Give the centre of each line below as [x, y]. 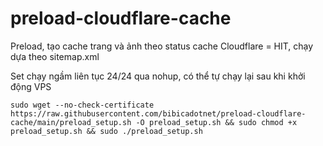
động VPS [31, 86]
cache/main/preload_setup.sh [71, 122]
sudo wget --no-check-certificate [82, 105]
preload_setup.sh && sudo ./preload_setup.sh [106, 131]
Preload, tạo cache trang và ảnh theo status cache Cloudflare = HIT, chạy [162, 46]
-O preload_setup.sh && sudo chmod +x [216, 122]
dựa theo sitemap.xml [55, 56]
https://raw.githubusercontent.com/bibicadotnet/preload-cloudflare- [158, 113]
